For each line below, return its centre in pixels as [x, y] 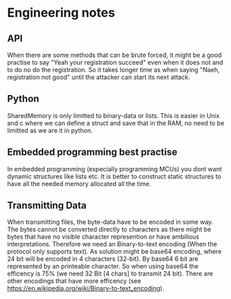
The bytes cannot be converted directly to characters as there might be [109, 230]
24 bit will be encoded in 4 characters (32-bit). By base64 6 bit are [103, 259]
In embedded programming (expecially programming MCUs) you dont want [114, 169]
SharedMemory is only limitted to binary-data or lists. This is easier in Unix [113, 115]
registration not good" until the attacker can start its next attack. [99, 77]
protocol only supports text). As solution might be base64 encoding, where [114, 252]
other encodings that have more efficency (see [74, 281]
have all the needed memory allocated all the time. [79, 183]
